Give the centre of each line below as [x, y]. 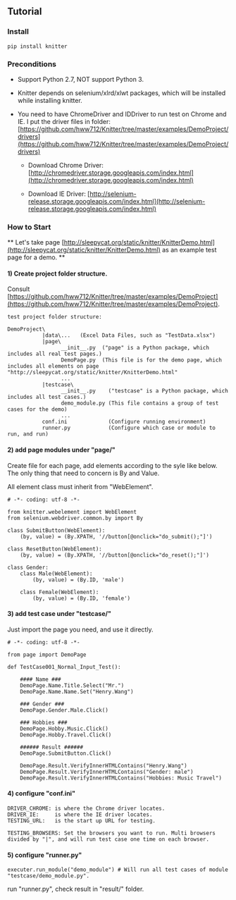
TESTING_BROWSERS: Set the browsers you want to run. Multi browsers [112, 833]
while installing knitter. [50, 100]
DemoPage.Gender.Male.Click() [64, 710]
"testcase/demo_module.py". [49, 876]
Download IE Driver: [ [59, 194]
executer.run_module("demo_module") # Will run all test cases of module [118, 870]
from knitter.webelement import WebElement [72, 512]
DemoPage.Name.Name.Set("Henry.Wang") [77, 691]
